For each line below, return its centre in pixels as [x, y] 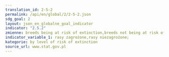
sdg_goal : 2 [18, 19]
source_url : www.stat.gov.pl [36, 47]
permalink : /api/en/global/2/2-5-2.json [48, 14]
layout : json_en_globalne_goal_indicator [49, 24]
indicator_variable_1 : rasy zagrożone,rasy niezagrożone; [67, 38]
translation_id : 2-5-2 [29, 10]
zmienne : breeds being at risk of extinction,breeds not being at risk [82, 33]
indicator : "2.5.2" [26, 28]
